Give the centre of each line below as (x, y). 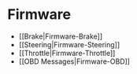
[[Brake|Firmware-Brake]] (61, 36)
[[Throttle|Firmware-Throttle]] (67, 53)
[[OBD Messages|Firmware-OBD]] (74, 61)
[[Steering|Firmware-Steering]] (69, 44)
